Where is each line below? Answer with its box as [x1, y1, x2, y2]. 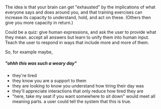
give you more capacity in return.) [5, 20, 73, 25]
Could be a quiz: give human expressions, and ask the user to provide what [5, 29, 157, 35]
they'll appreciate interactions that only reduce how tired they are [12, 88, 144, 94]
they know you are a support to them [12, 78, 87, 84]
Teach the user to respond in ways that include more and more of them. [5, 40, 149, 45]
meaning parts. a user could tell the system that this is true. [12, 98, 132, 104]
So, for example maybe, [5, 49, 53, 55]
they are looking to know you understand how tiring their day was [12, 83, 144, 88]
